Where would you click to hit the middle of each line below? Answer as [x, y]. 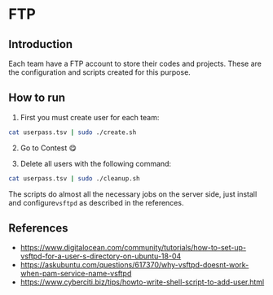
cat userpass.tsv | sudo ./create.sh [73, 132]
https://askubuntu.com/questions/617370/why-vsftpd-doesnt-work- [134, 265]
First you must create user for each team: [90, 117]
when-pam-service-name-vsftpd [76, 274]
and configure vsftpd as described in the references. [96, 202]
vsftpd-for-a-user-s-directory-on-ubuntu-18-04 [101, 256]
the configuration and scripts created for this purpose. [100, 72]
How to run [37, 98]
